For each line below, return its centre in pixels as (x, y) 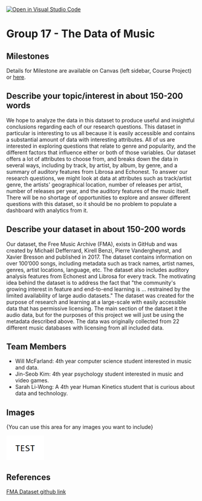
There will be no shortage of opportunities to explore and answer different (99, 197)
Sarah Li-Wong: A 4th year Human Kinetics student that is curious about (105, 387)
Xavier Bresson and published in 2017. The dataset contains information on (99, 257)
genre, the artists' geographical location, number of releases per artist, (94, 184)
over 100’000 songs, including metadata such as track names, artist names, (100, 263)
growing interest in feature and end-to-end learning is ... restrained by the (98, 289)
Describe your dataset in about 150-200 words (96, 229)
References (28, 477)
